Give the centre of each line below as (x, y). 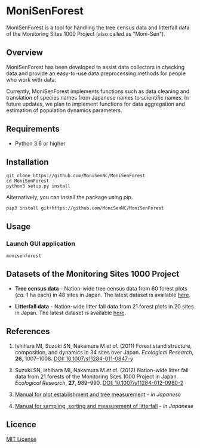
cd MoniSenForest (28, 181)
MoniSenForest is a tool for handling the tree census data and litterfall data (98, 27)
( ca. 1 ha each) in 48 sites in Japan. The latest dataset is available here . (103, 295)
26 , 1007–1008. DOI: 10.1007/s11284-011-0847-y (74, 359)
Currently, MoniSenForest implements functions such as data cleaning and (98, 91)
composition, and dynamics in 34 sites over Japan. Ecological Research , (104, 352)
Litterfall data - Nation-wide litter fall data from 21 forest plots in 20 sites (104, 306)
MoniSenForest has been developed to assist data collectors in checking (96, 67)
